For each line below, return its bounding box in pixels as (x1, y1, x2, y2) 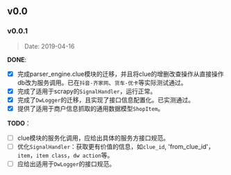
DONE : (7, 55, 27, 64)
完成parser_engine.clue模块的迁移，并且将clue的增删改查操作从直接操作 (17, 69, 224, 78)
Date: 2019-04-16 (24, 42, 75, 50)
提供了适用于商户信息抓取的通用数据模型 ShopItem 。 (17, 104, 164, 113)
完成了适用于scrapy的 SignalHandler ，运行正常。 (17, 86, 157, 95)
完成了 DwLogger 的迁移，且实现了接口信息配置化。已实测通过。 (17, 95, 195, 104)
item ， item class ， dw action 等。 (17, 151, 114, 160)
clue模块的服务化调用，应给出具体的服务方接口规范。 (17, 133, 170, 142)
